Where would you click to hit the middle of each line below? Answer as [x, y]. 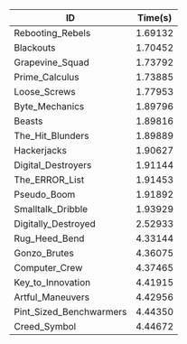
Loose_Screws [45, 92]
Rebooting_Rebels [52, 33]
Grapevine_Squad [52, 62]
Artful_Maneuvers [52, 297]
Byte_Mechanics [49, 106]
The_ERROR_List [49, 180]
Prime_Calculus [47, 77]
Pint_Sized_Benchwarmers [70, 312]
